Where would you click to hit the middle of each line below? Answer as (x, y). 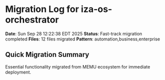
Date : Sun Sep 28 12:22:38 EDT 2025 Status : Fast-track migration (74, 33)
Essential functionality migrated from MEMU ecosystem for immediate (78, 66)
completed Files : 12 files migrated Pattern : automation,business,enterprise (82, 39)
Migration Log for (42, 9)
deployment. (18, 72)
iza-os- (96, 9)
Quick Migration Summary (47, 55)
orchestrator (32, 20)
